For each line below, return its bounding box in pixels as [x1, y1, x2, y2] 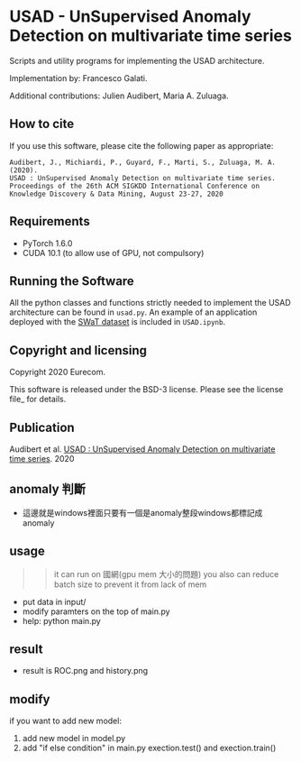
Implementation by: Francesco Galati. [9, 72, 148, 83]
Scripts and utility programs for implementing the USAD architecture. [9, 55, 265, 66]
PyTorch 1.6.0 [22, 237, 73, 249]
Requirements [9, 214, 90, 229]
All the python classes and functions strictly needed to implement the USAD [9, 298, 291, 308]
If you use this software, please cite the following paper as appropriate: [9, 140, 274, 151]
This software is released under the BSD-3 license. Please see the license [9, 384, 284, 395]
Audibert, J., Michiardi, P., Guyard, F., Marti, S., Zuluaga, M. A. [9, 158, 277, 167]
